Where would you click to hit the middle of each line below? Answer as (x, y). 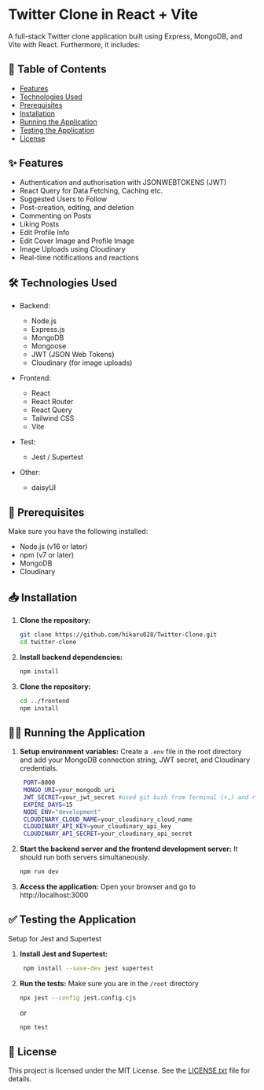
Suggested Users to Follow (63, 199)
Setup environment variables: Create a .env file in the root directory (130, 752)
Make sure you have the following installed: (78, 532)
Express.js (48, 330)
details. (20, 1079)
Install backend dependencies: (71, 657)
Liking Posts (39, 224)
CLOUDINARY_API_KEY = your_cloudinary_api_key (97, 827)
